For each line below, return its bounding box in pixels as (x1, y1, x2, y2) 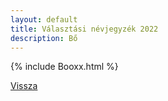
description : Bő (10, 33, 78, 43)
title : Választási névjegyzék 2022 (10, 24, 159, 34)
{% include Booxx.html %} (10, 61, 119, 73)
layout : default (10, 14, 78, 25)
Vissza (10, 80, 38, 92)
